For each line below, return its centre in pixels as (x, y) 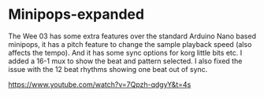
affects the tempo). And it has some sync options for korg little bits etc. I (125, 52)
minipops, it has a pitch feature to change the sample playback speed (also (130, 44)
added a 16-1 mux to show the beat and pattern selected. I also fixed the (125, 61)
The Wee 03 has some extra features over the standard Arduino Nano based (132, 36)
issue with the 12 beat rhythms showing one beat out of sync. (108, 69)
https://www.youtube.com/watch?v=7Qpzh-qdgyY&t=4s (100, 84)
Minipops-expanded (76, 14)
